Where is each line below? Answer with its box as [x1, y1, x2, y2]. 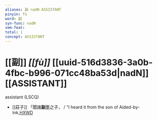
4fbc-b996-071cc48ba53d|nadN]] [5, 68, 149, 79]
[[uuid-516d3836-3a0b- [52, 57, 153, 68]
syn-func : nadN [5, 20, 36, 26]
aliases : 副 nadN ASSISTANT [5, 7, 61, 12]
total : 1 [5, 30, 23, 35]
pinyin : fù [5, 12, 27, 17]
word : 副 [5, 16, 22, 21]
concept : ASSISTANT [5, 35, 45, 40]
